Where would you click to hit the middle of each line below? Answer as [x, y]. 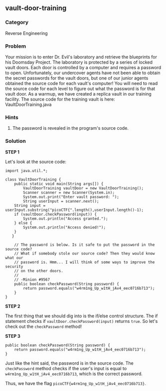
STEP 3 [13, 336]
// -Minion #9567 [32, 280]
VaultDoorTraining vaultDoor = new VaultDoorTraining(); [83, 188]
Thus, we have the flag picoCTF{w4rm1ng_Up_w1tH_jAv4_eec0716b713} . [76, 383]
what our [14, 258]
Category [17, 22]
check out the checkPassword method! [44, 326]
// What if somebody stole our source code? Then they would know [84, 253]
